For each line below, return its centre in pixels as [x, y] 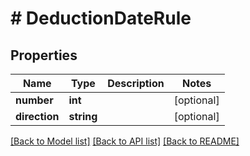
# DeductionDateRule [101, 18]
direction [37, 116]
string [83, 116]
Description [136, 83]
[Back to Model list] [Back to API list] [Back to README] [125, 141]
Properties [44, 55]
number [34, 100]
